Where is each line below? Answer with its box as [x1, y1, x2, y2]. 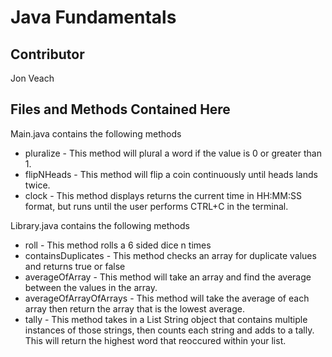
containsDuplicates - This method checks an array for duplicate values [24, 249, 317, 261]
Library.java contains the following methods [10, 219, 190, 231]
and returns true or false [24, 260, 126, 272]
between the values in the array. [24, 281, 158, 293]
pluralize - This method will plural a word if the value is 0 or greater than [24, 147, 322, 159]
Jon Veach [10, 72, 55, 84]
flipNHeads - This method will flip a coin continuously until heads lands [24, 168, 318, 180]
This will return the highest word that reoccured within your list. [24, 334, 287, 346]
